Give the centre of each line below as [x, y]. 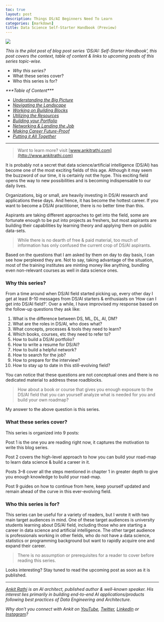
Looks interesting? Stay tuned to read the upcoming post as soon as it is [78, 570]
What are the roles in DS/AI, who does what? [57, 324]
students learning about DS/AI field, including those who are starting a [76, 525]
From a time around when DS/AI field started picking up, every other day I [79, 294]
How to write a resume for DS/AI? [46, 344]
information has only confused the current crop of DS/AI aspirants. [84, 245]
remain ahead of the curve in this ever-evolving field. [58, 491]
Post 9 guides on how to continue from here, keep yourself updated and [78, 486]
